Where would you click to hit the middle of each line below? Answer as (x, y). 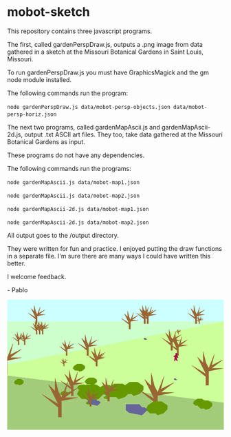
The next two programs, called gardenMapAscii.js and (84, 127)
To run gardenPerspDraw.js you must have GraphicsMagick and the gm (108, 72)
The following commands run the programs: (69, 168)
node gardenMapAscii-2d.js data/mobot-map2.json (78, 222)
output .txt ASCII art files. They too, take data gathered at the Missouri (123, 134)
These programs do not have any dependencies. (76, 155)
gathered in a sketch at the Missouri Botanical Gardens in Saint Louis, (106, 52)
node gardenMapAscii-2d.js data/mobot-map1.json (78, 209)
